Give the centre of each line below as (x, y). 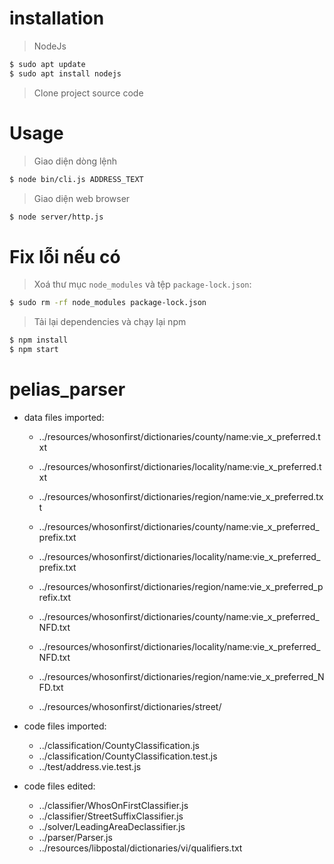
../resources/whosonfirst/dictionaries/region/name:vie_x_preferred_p (181, 586)
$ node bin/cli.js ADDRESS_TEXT (76, 179)
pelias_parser (67, 389)
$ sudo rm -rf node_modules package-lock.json (108, 303)
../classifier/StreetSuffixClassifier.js (111, 816)
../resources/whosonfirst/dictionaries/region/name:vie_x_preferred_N (181, 676)
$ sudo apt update (47, 64)
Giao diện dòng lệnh (75, 161)
